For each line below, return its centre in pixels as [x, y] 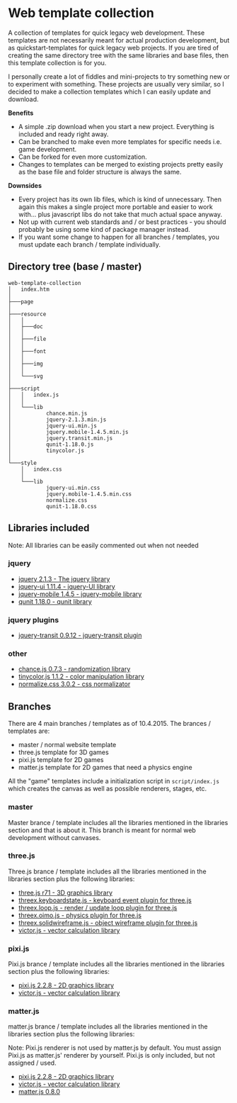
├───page [21, 302]
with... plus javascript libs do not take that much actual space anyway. [120, 214]
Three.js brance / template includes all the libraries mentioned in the [108, 871]
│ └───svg [25, 376]
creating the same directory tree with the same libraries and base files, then [118, 55]
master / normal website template [67, 745]
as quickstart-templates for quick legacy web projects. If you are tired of [114, 47]
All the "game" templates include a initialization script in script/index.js [114, 781]
